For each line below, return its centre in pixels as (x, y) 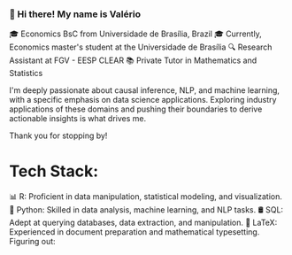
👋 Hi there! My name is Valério (75, 14)
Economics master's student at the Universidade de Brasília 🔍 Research (141, 47)
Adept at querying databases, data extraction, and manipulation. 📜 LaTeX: (143, 223)
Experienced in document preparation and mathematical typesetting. (134, 232)
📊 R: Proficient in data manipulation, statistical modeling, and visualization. (146, 197)
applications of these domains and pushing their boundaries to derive (136, 109)
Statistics (26, 73)
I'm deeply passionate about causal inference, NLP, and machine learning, (145, 90)
